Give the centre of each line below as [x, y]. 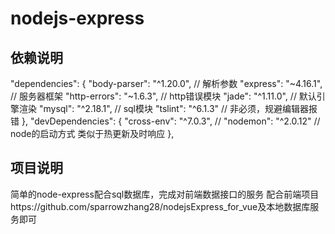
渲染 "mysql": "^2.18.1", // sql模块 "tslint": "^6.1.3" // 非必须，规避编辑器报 [168, 108]
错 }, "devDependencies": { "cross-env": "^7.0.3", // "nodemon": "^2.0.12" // [165, 121]
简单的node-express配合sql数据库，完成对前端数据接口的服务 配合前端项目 [165, 194]
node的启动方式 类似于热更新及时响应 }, [92, 133]
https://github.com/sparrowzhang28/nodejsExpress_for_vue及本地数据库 [160, 206]
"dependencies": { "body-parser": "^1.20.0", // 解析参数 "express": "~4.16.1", [166, 83]
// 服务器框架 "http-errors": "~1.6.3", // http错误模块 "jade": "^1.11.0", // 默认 [163, 96]
